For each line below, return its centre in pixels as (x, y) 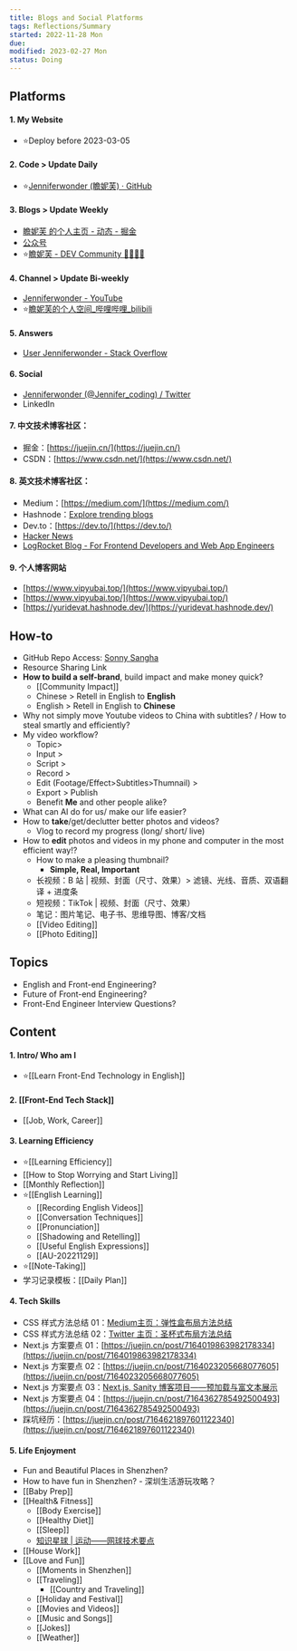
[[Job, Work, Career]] (62, 1120)
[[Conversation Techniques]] (90, 1217)
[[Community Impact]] (77, 687)
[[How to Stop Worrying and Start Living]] (100, 1174)
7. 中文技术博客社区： (49, 426)
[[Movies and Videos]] (77, 1608)
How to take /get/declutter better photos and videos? (121, 822)
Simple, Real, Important (95, 870)
